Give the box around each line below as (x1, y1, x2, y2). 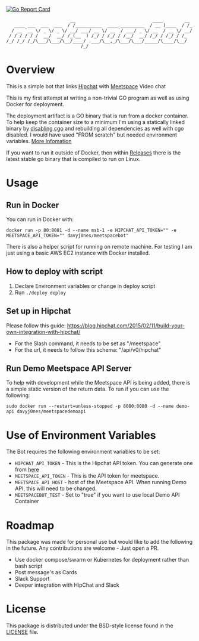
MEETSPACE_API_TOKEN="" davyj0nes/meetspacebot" (6, 233, 129, 239)
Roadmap (6, 519, 55, 532)
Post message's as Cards (14, 569, 77, 576)
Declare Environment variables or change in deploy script (14, 282, 156, 289)
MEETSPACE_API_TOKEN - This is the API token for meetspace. (14, 472, 160, 479)
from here (14, 466, 40, 473)
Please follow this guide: (6, 322, 67, 329)
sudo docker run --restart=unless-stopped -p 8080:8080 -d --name (6, 403, 174, 410)
